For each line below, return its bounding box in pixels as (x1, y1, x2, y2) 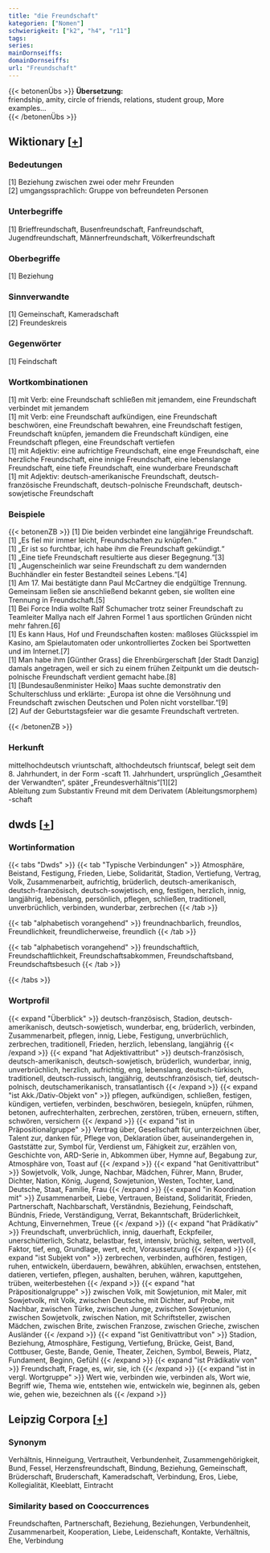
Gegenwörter (8, 338, 62, 350)
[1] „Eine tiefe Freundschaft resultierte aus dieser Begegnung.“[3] (8, 552, 225, 563)
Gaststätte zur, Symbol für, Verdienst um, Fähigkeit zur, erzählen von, (8, 1141, 237, 1151)
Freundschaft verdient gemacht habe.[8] (42, 672, 177, 682)
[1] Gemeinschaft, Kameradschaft (8, 309, 119, 319)
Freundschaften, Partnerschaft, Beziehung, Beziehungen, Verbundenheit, (8, 1518, 251, 1528)
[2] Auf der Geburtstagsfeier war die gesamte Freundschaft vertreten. (8, 707, 239, 716)
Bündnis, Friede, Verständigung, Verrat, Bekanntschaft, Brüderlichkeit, (8, 1210, 241, 1219)
